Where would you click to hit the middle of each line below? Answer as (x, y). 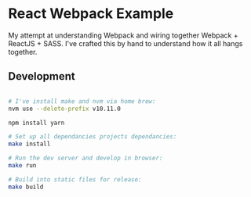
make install (29, 144)
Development (42, 76)
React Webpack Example (91, 14)
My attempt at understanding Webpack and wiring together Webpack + (123, 35)
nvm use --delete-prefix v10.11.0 (65, 109)
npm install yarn (36, 123)
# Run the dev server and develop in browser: (85, 158)
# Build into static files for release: (75, 179)
